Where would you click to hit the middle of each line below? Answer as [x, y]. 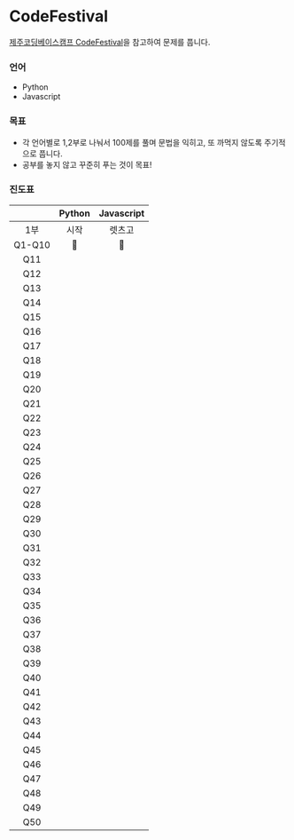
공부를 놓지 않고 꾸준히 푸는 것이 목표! [87, 164]
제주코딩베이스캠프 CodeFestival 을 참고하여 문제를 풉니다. [110, 42]
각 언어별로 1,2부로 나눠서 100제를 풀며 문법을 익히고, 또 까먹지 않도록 [142, 142]
